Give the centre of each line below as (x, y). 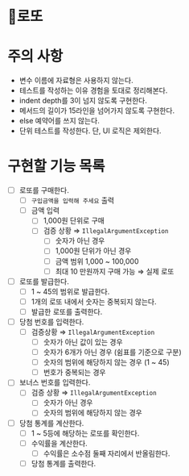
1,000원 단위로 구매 (74, 221)
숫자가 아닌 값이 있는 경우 (83, 342)
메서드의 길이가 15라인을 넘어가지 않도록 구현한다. (97, 111)
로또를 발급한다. (44, 281)
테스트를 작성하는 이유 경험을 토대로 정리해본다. (93, 90)
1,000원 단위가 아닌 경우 (93, 251)
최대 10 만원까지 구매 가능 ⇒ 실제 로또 (115, 271)
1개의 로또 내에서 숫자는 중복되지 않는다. (94, 301)
